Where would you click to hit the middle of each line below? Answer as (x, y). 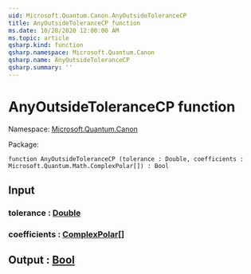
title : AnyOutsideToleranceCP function (75, 23)
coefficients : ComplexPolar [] (67, 234)
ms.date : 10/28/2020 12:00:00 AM (64, 30)
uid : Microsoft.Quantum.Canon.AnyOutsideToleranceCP (98, 16)
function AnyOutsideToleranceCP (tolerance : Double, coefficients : (126, 159)
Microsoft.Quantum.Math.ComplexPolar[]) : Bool (89, 166)
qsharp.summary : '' (41, 68)
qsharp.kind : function (46, 45)
